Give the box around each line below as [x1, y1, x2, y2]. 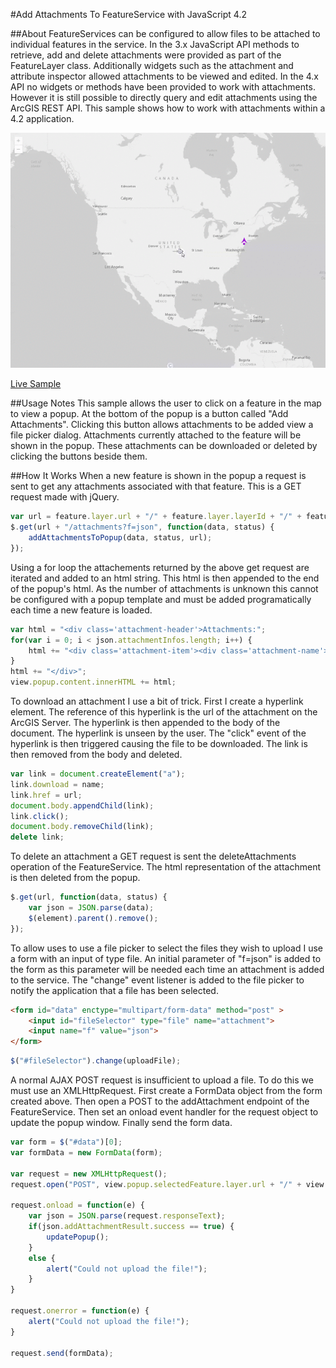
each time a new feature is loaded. [10, 604, 153, 616]
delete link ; [10, 832, 65, 843]
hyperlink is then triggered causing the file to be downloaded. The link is [10, 738, 308, 750]
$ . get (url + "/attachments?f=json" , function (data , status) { [10, 522, 275, 533]
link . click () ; [10, 811, 70, 821]
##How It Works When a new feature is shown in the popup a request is [10, 470, 307, 482]
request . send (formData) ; [10, 1348, 114, 1358]
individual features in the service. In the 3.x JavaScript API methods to [10, 39, 300, 50]
